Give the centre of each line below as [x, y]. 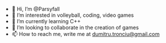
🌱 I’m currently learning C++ [46, 21]
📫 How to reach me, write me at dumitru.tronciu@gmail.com [86, 34]
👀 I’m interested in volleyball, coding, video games [73, 15]
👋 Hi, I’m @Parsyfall [36, 9]
